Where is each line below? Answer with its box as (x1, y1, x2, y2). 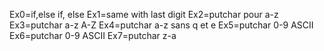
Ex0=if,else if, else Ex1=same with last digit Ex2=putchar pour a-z (9, 9, 279, 20)
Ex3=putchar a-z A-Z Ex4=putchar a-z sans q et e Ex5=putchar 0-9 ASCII (9, 19, 314, 31)
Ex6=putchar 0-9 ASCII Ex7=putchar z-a (9, 30, 177, 41)
